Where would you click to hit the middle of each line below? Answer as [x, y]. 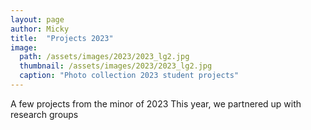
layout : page [37, 19]
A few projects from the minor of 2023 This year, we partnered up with [156, 103]
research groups [44, 114]
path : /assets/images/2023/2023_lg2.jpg [104, 57]
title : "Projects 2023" [62, 38]
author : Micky [40, 29]
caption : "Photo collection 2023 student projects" [129, 76]
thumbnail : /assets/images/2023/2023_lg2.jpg [116, 66]
